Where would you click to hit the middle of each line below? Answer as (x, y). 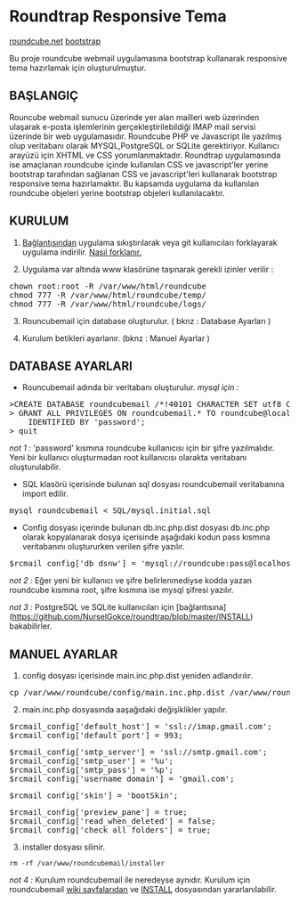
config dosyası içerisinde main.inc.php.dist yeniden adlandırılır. (137, 676)
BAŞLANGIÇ (44, 96)
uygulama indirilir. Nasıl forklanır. (82, 252)
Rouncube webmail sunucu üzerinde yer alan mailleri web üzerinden (134, 117)
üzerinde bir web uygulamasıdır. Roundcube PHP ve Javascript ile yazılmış (145, 136)
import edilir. (45, 494)
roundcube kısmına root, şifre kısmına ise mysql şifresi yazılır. (121, 590)
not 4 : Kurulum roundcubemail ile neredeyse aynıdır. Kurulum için (130, 880)
